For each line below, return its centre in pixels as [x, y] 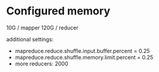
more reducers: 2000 [41, 64]
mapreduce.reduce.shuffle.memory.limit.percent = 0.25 [84, 57]
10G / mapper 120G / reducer [42, 28]
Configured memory [58, 11]
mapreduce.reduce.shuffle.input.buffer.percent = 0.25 [82, 51]
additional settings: [30, 39]
